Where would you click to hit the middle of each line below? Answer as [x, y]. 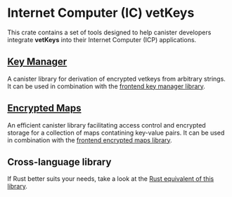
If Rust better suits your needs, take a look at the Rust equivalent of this [111, 179]
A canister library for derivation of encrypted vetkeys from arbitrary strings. [117, 79]
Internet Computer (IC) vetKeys [101, 13]
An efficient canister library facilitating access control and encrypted [107, 125]
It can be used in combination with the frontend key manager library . [107, 86]
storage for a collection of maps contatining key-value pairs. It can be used [116, 133]
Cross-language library [59, 162]
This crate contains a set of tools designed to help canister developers [109, 32]
